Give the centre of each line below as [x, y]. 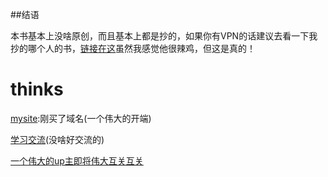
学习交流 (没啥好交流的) [57, 139]
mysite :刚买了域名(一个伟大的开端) [81, 118]
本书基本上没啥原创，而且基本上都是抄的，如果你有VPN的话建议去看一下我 [164, 36]
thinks [37, 89]
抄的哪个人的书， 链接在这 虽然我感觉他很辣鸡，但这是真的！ [133, 48]
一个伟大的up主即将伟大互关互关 [77, 160]
